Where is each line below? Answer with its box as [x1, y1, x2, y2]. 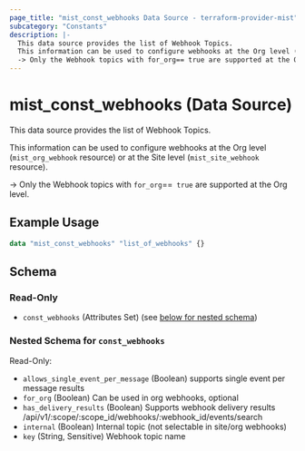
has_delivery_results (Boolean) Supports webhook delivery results [22, 401, 276, 413]
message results [22, 382, 84, 393]
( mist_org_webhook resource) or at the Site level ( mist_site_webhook [9, 152, 260, 162]
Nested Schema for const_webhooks [9, 335, 165, 348]
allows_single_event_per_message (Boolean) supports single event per [22, 373, 286, 384]
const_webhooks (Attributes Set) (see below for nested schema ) [22, 312, 258, 323]
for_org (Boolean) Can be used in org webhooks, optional [22, 392, 239, 403]
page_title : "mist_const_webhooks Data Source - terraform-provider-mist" [9, 13, 299, 23]
